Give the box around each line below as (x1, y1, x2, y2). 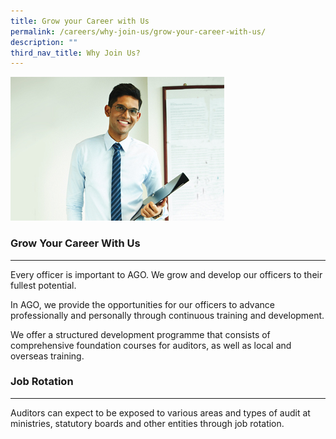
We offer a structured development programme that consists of (10, 328, 271, 340)
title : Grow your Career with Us (10, 16, 150, 26)
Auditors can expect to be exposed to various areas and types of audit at (10, 406, 311, 419)
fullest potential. (10, 279, 77, 291)
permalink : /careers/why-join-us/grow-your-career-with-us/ (10, 26, 267, 37)
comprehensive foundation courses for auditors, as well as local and (10, 339, 292, 351)
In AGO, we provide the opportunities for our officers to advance (10, 298, 275, 310)
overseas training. (10, 350, 85, 362)
